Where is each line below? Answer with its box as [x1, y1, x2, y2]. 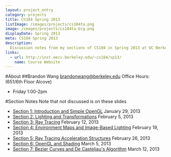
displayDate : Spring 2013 [5, 31, 60, 36]
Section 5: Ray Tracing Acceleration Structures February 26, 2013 [12, 135, 150, 141]
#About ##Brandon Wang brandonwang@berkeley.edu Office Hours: [5, 73, 150, 79]
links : [5, 50, 19, 55]
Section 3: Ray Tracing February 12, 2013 [12, 119, 99, 125]
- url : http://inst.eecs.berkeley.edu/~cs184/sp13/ [10, 54, 122, 60]
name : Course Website [14, 59, 60, 65]
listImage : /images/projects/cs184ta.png [5, 21, 95, 27]
